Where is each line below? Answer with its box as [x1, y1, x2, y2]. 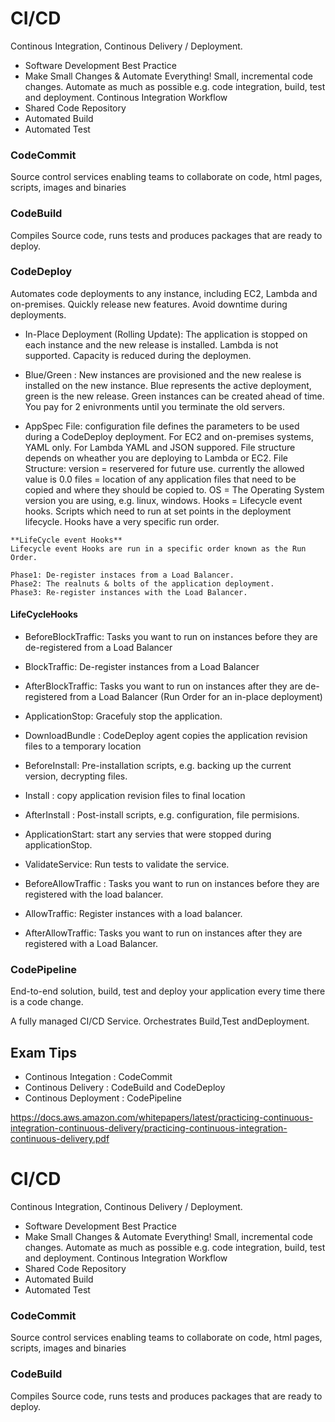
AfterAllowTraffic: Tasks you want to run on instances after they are [24, 927, 303, 939]
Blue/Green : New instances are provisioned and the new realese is [24, 368, 302, 381]
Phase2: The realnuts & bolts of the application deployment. [10, 578, 275, 589]
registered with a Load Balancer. [24, 938, 159, 950]
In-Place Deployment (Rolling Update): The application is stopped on [24, 328, 308, 340]
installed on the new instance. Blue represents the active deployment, [24, 379, 312, 391]
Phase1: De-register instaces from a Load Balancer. [10, 570, 235, 580]
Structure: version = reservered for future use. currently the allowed [24, 462, 305, 474]
